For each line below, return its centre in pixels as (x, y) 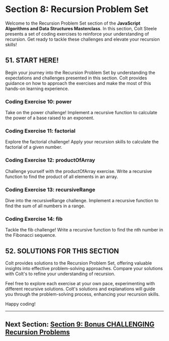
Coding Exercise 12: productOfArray (50, 160)
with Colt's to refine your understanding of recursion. (60, 274)
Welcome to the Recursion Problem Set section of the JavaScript (73, 23)
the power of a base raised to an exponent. (50, 118)
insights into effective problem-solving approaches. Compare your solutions (84, 269)
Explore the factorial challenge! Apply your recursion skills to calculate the (82, 142)
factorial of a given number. (34, 147)
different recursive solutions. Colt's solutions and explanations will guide (80, 289)
